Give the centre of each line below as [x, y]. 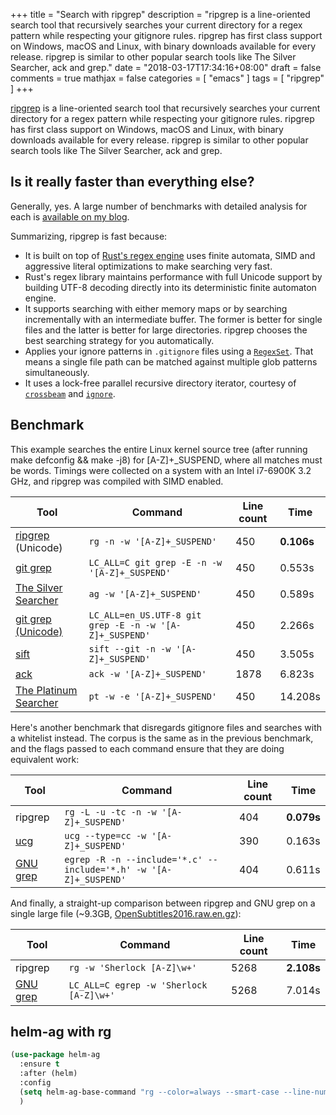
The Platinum [46, 690]
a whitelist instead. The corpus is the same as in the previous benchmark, [162, 738]
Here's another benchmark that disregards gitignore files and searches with [166, 727]
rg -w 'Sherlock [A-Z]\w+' [133, 967]
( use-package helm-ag [55, 1055]
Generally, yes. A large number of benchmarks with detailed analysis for [159, 206]
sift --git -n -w [130, 648]
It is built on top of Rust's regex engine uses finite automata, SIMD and [170, 255]
